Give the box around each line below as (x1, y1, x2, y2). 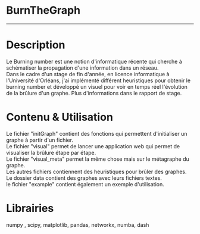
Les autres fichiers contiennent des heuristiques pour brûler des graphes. (6, 168, 187, 175)
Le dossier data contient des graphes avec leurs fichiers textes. (6, 174, 162, 182)
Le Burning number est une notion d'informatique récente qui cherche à (6, 58, 183, 65)
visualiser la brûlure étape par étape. (6, 149, 96, 156)
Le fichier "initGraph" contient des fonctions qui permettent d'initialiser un (6, 130, 187, 137)
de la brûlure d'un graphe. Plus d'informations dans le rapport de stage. (6, 89, 182, 96)
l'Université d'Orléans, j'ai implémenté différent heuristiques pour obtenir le (6, 77, 191, 84)
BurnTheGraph (6, 4, 81, 17)
